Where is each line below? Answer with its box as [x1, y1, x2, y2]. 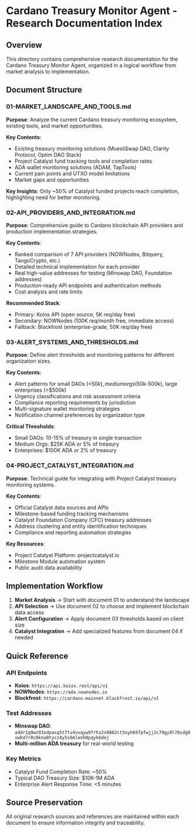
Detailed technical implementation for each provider [14, 263, 140, 270]
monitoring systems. [6, 481, 56, 488]
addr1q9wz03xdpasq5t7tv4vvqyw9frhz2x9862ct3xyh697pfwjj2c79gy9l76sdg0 [14, 730, 191, 736]
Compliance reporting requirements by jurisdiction [14, 399, 136, 406]
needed [14, 634, 33, 641]
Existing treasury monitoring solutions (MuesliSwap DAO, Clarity [14, 145, 170, 152]
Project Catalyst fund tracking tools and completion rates [14, 157, 152, 164]
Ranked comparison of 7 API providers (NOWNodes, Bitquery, [14, 251, 164, 258]
